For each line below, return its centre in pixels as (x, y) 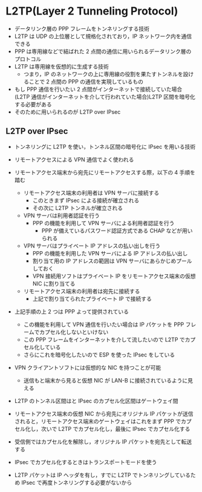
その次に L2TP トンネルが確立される (78, 208)
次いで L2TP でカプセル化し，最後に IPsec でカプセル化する (116, 428)
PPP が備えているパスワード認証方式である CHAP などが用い (117, 231)
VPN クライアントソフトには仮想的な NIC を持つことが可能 (88, 367)
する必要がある (33, 104)
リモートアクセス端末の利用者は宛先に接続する (82, 291)
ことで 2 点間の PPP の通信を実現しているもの (86, 81)
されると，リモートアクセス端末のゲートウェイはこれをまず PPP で (98, 421)
